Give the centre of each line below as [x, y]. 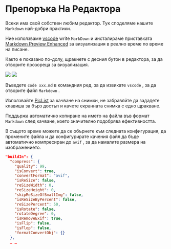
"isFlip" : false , [33, 223]
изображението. [23, 147]
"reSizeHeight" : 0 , [35, 190]
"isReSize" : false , [35, 180]
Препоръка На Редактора [63, 9]
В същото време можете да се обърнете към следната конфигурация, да [86, 131]
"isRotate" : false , [35, 209]
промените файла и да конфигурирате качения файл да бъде [72, 137]
